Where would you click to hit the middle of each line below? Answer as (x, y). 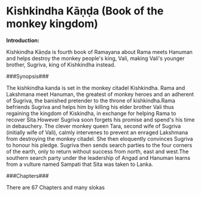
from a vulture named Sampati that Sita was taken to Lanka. (80, 164)
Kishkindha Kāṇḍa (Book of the (85, 11)
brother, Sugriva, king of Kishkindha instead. (61, 65)
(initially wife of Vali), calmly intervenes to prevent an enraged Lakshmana (97, 132)
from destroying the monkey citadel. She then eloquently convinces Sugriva (100, 138)
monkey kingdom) (52, 24)
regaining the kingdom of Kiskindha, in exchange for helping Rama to (91, 113)
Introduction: (23, 40)
